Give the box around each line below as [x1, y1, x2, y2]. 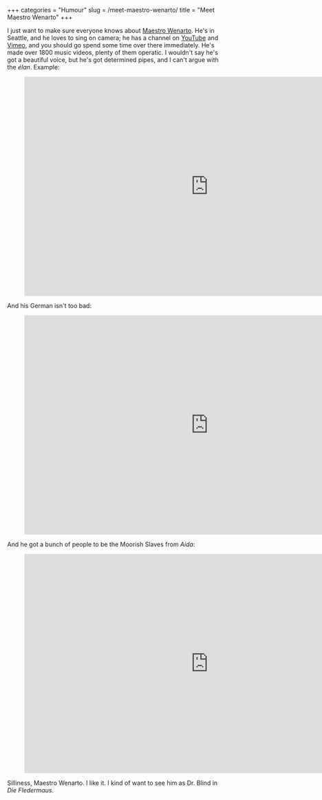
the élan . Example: [7, 63, 60, 71]
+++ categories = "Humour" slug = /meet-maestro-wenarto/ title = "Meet [7, 6, 215, 14]
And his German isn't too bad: [7, 302, 92, 310]
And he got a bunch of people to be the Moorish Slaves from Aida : [7, 540, 195, 548]
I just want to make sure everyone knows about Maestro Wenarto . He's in [7, 27, 215, 34]
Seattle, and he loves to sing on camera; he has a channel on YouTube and [7, 34, 219, 42]
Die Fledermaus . [7, 786, 54, 794]
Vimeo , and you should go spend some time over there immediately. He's [7, 41, 215, 49]
